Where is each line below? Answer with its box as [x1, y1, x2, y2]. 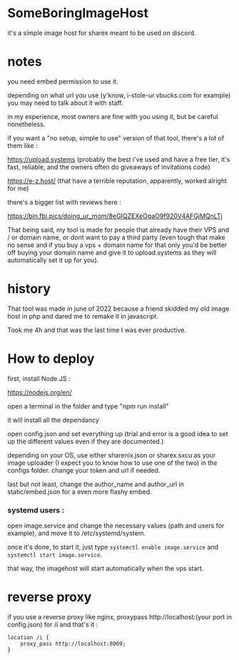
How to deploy [7, 351, 95, 366]
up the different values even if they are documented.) [7, 437, 164, 445]
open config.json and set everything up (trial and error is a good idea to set [7, 429, 228, 438]
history [7, 281, 51, 297]
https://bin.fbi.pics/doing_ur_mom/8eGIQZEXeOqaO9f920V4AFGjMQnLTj [7, 212, 223, 220]
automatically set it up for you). [7, 255, 99, 264]
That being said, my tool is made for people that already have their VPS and [7, 225, 230, 234]
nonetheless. [7, 120, 46, 128]
